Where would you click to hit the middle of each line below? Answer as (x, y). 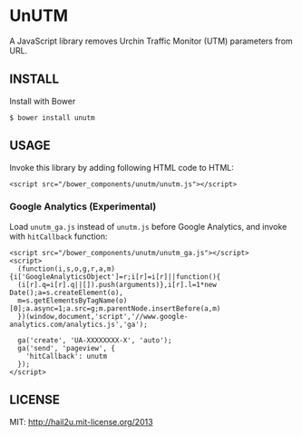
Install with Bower (43, 101)
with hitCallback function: (58, 236)
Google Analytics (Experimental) (83, 207)
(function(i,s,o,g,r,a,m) (67, 269)
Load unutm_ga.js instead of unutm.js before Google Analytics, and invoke (148, 226)
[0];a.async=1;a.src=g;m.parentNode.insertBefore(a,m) (115, 308)
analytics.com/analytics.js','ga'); (78, 324)
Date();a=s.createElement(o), (67, 292)
